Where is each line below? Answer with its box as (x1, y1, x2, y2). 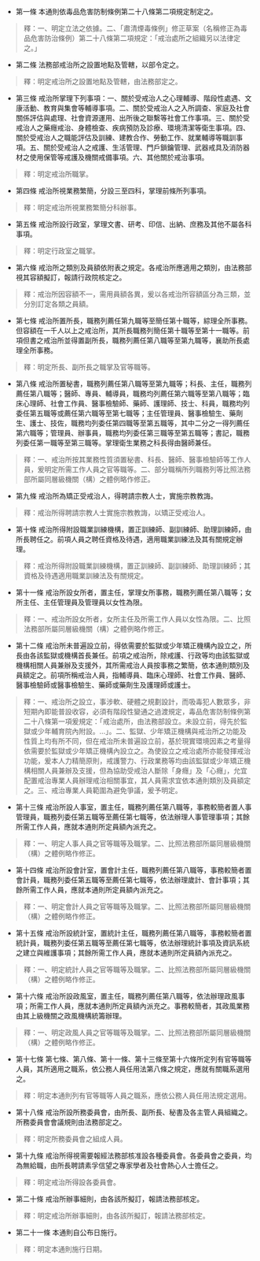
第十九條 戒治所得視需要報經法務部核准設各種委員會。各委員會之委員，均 (15, 1151, 252, 1160)
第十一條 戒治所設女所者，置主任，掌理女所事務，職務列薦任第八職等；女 (15, 588, 252, 597)
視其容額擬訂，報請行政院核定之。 (15, 273, 126, 282)
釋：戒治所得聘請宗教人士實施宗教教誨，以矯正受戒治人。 (23, 508, 210, 517)
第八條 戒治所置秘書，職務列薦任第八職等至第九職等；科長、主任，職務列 (15, 379, 252, 388)
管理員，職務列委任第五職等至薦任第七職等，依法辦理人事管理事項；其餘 (15, 812, 250, 822)
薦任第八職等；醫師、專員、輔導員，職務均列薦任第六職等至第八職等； (15, 389, 244, 398)
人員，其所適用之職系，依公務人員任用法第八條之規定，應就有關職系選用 (15, 1064, 250, 1074)
